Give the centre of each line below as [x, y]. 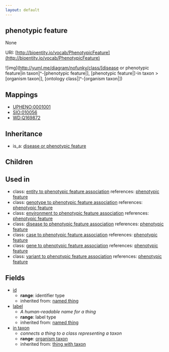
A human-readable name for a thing [58, 312]
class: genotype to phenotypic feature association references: [78, 202]
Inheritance [24, 134]
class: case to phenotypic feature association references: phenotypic [85, 235]
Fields [15, 278]
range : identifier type [42, 296]
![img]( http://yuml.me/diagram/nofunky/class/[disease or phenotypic [77, 68]
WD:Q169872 [26, 118]
